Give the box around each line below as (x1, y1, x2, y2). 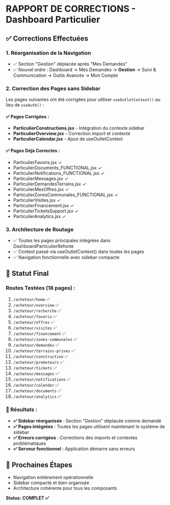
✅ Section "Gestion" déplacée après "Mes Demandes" (13, 60, 127, 67)
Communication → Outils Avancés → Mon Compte (13, 72, 118, 78)
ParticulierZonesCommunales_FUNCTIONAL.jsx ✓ (13, 192, 119, 198)
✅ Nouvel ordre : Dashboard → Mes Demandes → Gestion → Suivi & (13, 67, 156, 73)
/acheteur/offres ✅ (13, 319, 55, 325)
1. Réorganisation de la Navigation (6, 49, 91, 56)
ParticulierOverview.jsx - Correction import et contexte (13, 131, 131, 137)
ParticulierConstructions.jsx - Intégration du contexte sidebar (13, 125, 145, 131)
